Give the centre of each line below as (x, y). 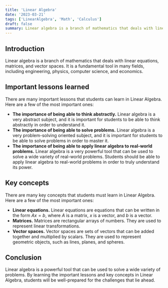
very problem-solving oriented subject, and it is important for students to (87, 135)
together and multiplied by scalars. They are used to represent (77, 236)
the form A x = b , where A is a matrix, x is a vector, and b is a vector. (82, 215)
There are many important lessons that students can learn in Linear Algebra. (84, 99)
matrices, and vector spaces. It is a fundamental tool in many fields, (75, 66)
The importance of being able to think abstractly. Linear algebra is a (84, 114)
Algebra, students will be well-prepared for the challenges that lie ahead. (80, 280)
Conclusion (23, 257)
